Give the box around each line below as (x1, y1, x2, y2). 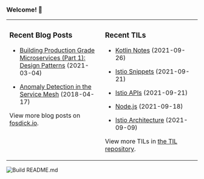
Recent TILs (105, 30, 146, 40)
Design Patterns (19, 61, 66, 70)
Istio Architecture (115, 116, 165, 124)
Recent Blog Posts (9, 30, 73, 40)
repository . (105, 145, 137, 154)
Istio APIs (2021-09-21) (115, 89, 188, 97)
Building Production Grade (19, 46, 95, 55)
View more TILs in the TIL (105, 137, 178, 146)
